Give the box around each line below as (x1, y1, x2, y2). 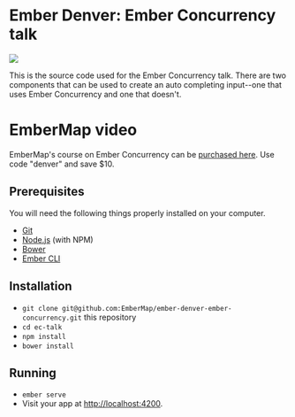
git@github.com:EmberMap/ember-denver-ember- (61, 304, 232, 313)
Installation (9, 279, 72, 294)
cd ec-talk (21, 322, 63, 332)
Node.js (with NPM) (21, 234, 95, 244)
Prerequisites (9, 184, 85, 199)
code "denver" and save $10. (9, 158, 115, 169)
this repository (83, 312, 137, 322)
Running (9, 365, 57, 381)
